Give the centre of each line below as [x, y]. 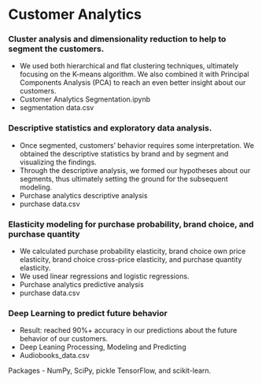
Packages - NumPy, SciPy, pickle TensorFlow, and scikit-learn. [110, 370]
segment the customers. [56, 49]
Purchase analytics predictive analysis [81, 285]
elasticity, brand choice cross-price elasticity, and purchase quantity [131, 260]
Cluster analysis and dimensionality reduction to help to [117, 39]
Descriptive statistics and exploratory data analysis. [110, 128]
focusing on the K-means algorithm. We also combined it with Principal [134, 74]
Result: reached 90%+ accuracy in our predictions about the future [128, 330]
